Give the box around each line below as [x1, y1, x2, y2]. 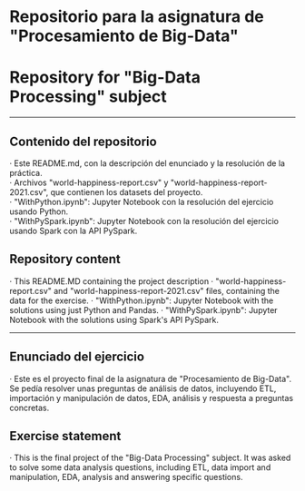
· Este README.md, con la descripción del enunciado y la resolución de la [9, 157, 286, 169]
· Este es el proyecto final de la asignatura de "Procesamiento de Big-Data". [9, 373, 292, 384]
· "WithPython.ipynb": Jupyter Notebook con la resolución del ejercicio [9, 196, 274, 207]
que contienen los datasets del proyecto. [50, 186, 203, 197]
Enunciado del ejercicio [9, 349, 145, 365]
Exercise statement [9, 428, 122, 444]
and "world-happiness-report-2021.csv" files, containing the [53, 285, 280, 296]
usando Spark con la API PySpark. [9, 225, 138, 236]
